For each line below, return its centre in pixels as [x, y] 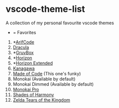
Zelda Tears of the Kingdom [41, 100]
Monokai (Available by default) [44, 79]
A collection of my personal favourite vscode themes [60, 23]
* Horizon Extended [33, 63]
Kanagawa [24, 68]
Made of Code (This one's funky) [47, 73]
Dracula [21, 47]
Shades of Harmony [33, 95]
